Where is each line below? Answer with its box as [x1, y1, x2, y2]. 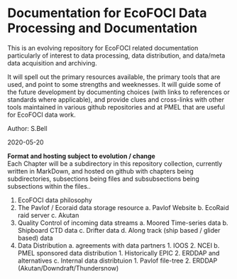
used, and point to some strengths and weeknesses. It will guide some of [7, 80, 221, 88]
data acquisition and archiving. [7, 58, 97, 67]
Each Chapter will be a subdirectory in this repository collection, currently [7, 159, 223, 168]
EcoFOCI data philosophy [17, 196, 92, 204]
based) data [17, 233, 53, 242]
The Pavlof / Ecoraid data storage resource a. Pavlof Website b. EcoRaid [17, 203, 229, 211]
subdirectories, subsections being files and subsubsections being [7, 174, 200, 183]
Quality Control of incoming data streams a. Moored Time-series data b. [17, 219, 228, 227]
